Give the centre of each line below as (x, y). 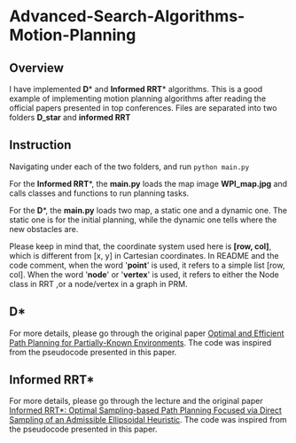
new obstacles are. (44, 229)
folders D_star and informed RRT (70, 117)
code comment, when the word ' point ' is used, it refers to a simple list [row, (147, 265)
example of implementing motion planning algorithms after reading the (138, 98)
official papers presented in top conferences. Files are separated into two (143, 108)
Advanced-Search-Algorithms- (127, 16)
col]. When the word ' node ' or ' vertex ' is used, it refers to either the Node (144, 274)
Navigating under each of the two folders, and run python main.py (129, 167)
